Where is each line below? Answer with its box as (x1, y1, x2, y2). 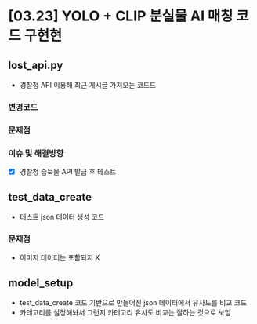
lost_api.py (8, 58, 63, 71)
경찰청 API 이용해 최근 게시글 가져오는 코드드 (19, 80, 157, 89)
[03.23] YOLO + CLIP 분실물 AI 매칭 (8, 7, 233, 25)
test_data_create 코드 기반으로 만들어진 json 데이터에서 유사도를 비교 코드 (19, 298, 248, 308)
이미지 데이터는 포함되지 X (19, 253, 100, 263)
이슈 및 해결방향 (8, 147, 64, 158)
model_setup (8, 276, 74, 289)
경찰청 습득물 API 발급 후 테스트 (19, 167, 117, 177)
